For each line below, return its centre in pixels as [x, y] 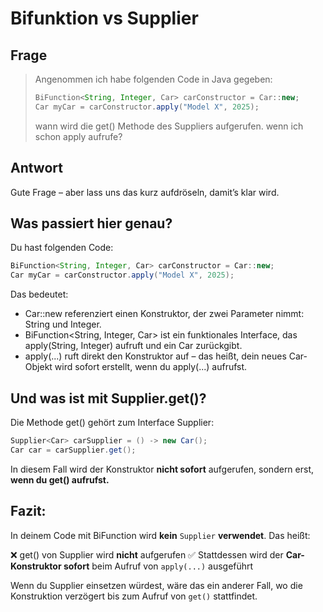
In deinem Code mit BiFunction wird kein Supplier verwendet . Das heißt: [160, 535]
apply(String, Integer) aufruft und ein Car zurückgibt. [133, 346]
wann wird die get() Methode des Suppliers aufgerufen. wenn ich [169, 126]
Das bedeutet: [39, 294]
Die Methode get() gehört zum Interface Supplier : [112, 422]
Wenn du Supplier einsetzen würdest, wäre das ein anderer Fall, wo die [156, 585]
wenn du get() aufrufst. [60, 479]
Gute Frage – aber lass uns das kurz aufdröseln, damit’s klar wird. [145, 192]
